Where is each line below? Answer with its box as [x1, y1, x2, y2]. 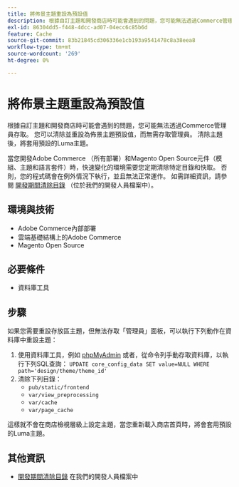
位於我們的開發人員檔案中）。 [73, 180, 158, 189]
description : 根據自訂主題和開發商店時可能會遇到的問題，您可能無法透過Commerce [7, 17, 223, 24]
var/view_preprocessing [28, 391, 100, 399]
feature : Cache [7, 30, 53, 38]
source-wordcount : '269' [7, 51, 81, 58]
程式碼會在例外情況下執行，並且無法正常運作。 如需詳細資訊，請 [31, 172, 221, 180]
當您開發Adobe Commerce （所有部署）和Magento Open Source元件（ [7, 154, 216, 163]
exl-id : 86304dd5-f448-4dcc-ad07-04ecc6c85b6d [7, 24, 148, 31]
